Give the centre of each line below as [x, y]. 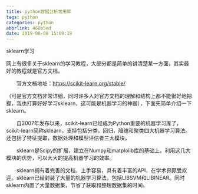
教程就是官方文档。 [39, 71]
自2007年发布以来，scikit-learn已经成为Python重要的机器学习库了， [99, 123]
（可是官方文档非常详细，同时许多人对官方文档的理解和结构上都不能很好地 [96, 96]
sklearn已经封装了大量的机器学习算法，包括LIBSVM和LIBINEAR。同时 [100, 178]
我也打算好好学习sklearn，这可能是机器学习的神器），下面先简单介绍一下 [104, 103]
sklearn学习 [20, 51]
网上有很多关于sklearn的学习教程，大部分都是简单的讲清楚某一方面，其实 [95, 64]
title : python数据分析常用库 [39, 11]
